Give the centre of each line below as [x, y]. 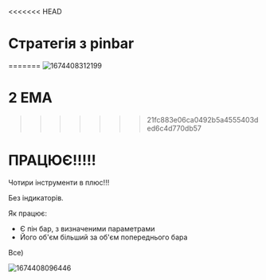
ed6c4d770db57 [174, 128]
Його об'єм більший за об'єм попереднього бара [104, 237]
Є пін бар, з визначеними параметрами [87, 228]
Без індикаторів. [36, 197]
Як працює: [28, 213]
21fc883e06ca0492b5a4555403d [203, 119]
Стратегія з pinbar [71, 44]
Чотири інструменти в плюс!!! [59, 182]
